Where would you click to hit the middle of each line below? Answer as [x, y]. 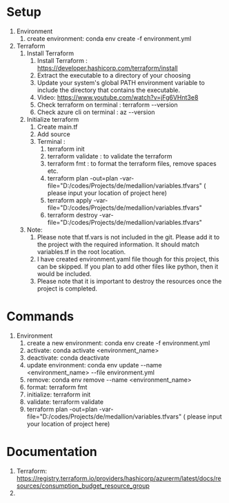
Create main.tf [57, 127]
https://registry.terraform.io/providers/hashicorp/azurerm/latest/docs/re [119, 478]
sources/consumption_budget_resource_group [83, 486]
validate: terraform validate [65, 401]
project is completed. [67, 289]
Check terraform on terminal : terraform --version [107, 104]
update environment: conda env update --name [94, 365]
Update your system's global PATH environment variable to [121, 82]
